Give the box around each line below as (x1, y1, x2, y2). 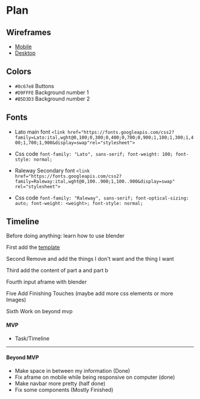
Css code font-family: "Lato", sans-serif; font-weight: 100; (14, 150, 173, 157)
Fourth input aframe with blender (6, 278, 87, 286)
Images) (6, 296, 27, 304)
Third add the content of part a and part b (6, 267, 108, 274)
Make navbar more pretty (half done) (14, 379, 106, 387)
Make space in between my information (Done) (14, 367, 130, 374)
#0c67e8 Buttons (14, 82, 55, 89)
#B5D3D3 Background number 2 (14, 95, 90, 102)
